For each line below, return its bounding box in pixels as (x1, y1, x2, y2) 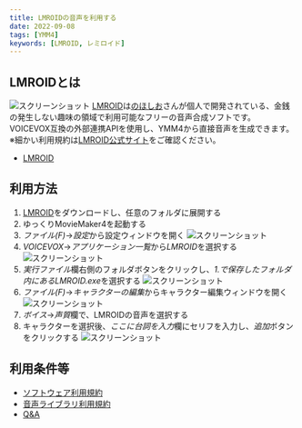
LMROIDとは (9, 75, 81, 90)
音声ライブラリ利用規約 (22, 398, 111, 409)
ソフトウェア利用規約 (22, 387, 103, 398)
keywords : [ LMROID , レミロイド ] (9, 38, 126, 48)
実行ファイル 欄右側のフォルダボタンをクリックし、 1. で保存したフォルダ (22, 264, 292, 274)
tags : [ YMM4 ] (9, 30, 59, 39)
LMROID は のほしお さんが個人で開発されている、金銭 (92, 101, 290, 112)
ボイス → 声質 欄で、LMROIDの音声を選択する (22, 309, 189, 320)
